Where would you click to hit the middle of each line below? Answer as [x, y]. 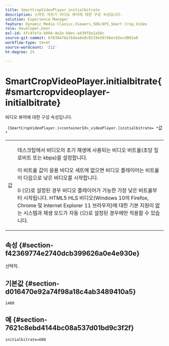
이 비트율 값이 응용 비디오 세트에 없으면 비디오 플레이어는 [81, 170]
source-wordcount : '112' [31, 47]
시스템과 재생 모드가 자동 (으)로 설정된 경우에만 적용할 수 [86, 213]
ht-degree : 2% [20, 52]
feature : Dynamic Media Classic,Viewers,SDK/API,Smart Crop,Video [76, 24]
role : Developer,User [28, 29]
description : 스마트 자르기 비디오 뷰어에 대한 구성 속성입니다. [64, 15]
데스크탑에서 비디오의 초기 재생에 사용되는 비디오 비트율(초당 [85, 150]
